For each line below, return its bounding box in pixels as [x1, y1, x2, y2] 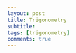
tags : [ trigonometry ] [7, 29, 70, 36]
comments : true [7, 36, 52, 43]
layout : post [7, 10, 45, 17]
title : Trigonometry [7, 17, 68, 23]
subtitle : [7, 23, 36, 30]
